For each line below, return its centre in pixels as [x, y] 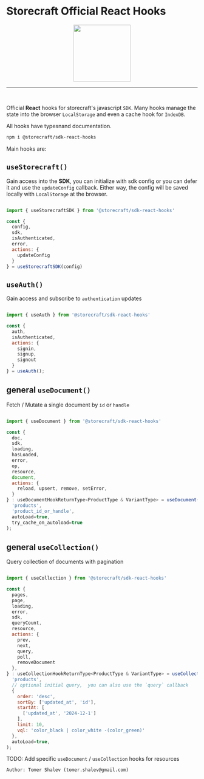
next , [24, 645]
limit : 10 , [31, 725]
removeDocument [36, 663]
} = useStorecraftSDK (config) [45, 266]
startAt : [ [31, 708]
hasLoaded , [25, 455]
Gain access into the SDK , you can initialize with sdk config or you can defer [102, 181]
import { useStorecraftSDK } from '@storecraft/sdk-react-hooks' [90, 210]
